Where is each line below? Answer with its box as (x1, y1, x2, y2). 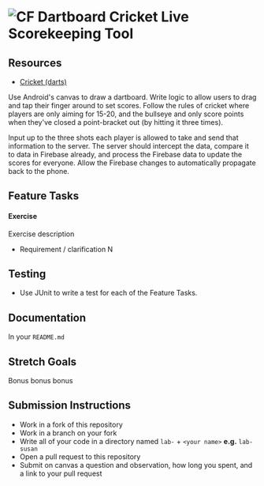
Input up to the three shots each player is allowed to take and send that (8, 133, 239, 142)
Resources (8, 56, 62, 70)
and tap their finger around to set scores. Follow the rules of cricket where (8, 101, 250, 110)
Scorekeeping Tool (8, 24, 134, 43)
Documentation (8, 311, 87, 324)
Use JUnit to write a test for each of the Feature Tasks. (19, 288, 198, 298)
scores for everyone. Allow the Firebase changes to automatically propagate (8, 158, 256, 168)
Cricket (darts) (19, 77, 67, 86)
